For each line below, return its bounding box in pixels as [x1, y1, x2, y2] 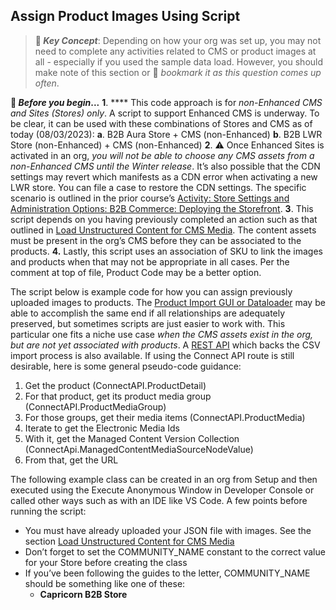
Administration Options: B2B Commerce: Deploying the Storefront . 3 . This [10, 202, 314, 214]
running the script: [10, 505, 87, 517]
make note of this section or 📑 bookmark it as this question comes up [34, 66, 322, 78]
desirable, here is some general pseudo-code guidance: [10, 360, 242, 372]
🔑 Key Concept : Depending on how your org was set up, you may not [34, 34, 322, 46]
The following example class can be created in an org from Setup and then [10, 473, 318, 485]
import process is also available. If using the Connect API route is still [10, 349, 295, 361]
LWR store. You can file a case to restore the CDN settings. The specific [10, 181, 307, 193]
